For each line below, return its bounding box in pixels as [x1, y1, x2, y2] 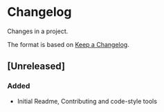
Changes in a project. [7, 27, 69, 35]
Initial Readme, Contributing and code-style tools [17, 97, 158, 105]
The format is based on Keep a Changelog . [7, 40, 129, 48]
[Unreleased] [7, 60, 66, 73]
